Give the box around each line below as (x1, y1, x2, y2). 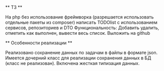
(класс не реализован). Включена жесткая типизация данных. (5, 60, 140, 66)
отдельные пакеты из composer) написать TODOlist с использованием (5, 20, 158, 25)
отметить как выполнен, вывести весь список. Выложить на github (5, 30, 150, 36)
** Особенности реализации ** (5, 40, 73, 46)
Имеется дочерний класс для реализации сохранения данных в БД (5, 55, 151, 61)
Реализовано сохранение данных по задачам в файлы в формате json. (5, 50, 158, 55)
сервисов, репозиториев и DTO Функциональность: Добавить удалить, (5, 25, 159, 31)
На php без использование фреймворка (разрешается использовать (5, 14, 154, 20)
